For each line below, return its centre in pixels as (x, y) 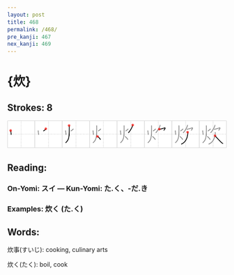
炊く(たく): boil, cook (38, 265)
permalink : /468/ (32, 29)
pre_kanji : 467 (29, 37)
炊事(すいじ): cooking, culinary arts (57, 250)
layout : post (26, 15)
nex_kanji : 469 (29, 44)
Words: (23, 232)
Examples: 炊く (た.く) (45, 209)
